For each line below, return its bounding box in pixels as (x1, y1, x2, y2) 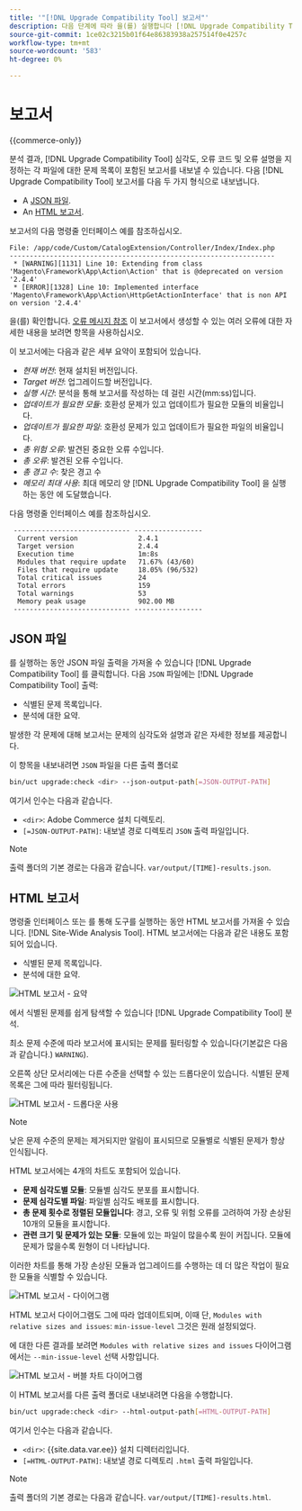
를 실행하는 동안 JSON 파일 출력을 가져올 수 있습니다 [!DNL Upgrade (9, 656, 252, 667)
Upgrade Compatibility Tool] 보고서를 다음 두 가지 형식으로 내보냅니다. (9, 176, 260, 186)
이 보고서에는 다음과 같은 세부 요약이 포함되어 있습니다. (9, 346, 201, 357)
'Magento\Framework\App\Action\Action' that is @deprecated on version (9, 267, 283, 276)
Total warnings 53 (17, 589, 147, 598)
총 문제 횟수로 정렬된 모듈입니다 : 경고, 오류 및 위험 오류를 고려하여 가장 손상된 (22, 1208, 292, 1218)
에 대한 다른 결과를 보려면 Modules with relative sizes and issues (9, 1340, 253, 1351)
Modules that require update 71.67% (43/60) (17, 557, 195, 566)
